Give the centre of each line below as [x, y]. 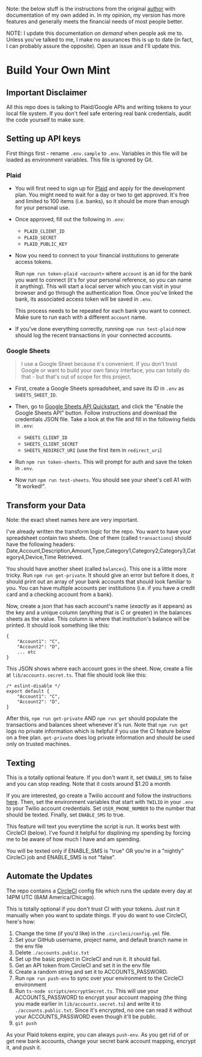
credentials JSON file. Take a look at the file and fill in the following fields [105, 419]
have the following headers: [41, 544]
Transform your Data [46, 505]
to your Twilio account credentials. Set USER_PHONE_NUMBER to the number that [101, 808]
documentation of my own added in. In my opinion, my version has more [96, 15]
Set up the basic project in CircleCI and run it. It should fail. [88, 959]
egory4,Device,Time [31, 557]
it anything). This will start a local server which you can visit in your [98, 286]
